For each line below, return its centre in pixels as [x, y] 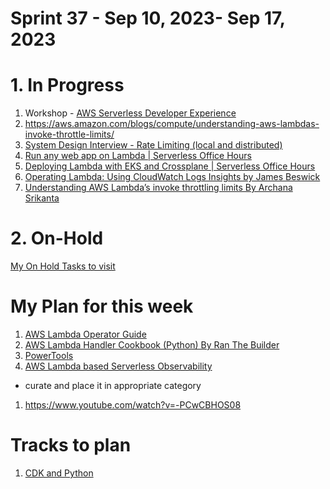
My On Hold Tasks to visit [63, 266]
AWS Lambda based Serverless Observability [118, 366]
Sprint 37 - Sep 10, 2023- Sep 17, [148, 18]
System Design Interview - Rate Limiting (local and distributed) [153, 145]
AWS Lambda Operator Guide [85, 334]
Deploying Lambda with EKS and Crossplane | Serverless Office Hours [170, 166]
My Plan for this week [102, 306]
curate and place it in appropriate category [113, 385]
